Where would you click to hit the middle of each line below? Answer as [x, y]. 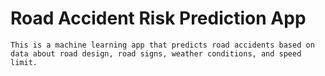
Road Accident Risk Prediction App [158, 18]
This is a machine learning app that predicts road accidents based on [162, 45]
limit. [24, 62]
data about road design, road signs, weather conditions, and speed [156, 53]
